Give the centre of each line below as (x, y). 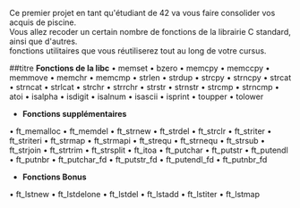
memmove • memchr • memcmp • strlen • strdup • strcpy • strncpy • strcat (150, 78)
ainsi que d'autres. (43, 41)
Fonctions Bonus (54, 177)
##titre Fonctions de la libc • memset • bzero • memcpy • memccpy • (140, 68)
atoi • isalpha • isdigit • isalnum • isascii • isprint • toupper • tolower (137, 96)
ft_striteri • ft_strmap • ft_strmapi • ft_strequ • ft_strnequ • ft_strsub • (137, 141)
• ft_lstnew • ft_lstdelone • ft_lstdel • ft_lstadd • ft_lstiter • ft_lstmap (135, 194)
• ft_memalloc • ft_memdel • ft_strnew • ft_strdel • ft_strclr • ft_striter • (141, 131)
